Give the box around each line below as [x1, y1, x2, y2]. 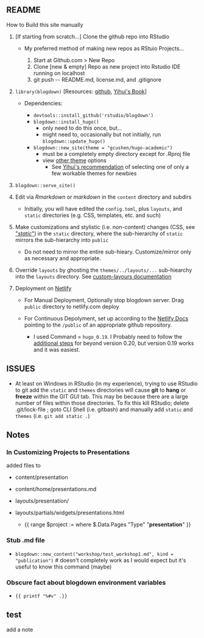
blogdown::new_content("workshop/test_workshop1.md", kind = [15, 551, 174, 557]
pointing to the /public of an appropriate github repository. [24, 321, 172, 328]
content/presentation [15, 473, 68, 481]
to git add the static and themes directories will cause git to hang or [15, 386, 186, 394]
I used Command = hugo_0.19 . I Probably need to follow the [33, 333, 183, 340]
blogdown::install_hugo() [33, 119, 99, 125]
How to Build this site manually [6, 21, 83, 28]
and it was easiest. [33, 346, 80, 353]
